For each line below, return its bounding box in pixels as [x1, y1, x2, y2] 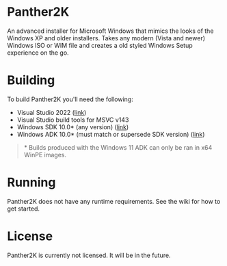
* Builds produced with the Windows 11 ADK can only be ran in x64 [23, 143, 213, 151]
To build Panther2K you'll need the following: [7, 95, 133, 103]
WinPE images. [23, 150, 67, 159]
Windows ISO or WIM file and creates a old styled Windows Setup [7, 41, 193, 49]
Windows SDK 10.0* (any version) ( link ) [16, 122, 129, 131]
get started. [7, 204, 40, 213]
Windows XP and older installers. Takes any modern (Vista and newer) [7, 34, 206, 42]
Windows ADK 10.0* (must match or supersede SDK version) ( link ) [16, 130, 205, 138]
